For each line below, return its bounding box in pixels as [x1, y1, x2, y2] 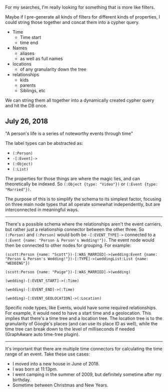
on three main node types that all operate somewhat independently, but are [5, 201, 160, 207]
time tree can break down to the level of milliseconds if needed [5, 326, 135, 332]
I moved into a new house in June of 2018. [12, 360, 100, 366]
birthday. [12, 376, 31, 382]
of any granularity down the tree [19, 66, 86, 72]
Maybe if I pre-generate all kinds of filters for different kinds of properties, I [5, 14, 160, 20]
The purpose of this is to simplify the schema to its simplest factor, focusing [5, 195, 161, 202]
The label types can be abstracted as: [5, 140, 83, 146]
